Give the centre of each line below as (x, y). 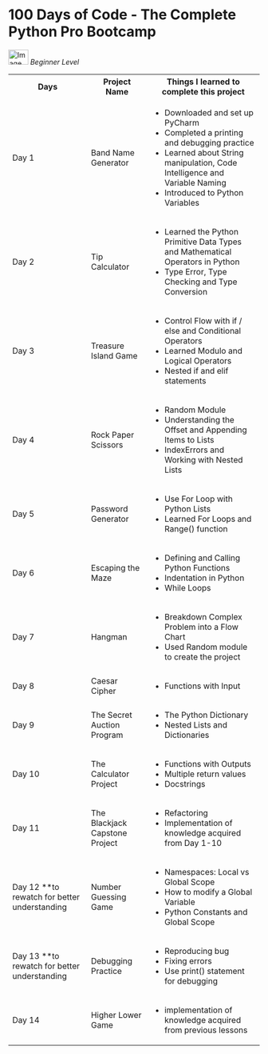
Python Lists (188, 508)
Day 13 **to (36, 956)
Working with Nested (204, 459)
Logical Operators (198, 360)
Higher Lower (116, 1015)
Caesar (104, 680)
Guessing (108, 896)
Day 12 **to (36, 887)
